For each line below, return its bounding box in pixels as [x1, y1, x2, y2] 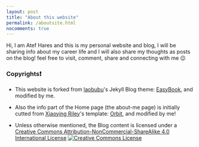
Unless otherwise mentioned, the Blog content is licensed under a [14, 121, 177, 128]
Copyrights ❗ [6, 70, 42, 78]
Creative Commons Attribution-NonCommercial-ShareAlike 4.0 [14, 128, 170, 135]
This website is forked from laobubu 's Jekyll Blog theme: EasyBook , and [14, 85, 193, 93]
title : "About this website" [6, 14, 79, 20]
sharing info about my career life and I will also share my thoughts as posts [6, 48, 191, 56]
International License [14, 134, 67, 141]
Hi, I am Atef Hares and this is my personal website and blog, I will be [6, 42, 176, 49]
